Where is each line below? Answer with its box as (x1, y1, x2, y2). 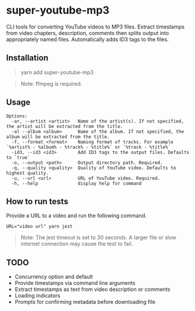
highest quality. (6, 170, 49, 176)
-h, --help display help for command (11, 180, 142, 187)
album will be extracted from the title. (6, 134, 110, 140)
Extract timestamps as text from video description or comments (14, 286, 171, 293)
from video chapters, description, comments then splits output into (6, 29, 170, 36)
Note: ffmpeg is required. (20, 80, 82, 87)
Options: (6, 113, 28, 119)
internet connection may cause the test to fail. (20, 241, 133, 248)
